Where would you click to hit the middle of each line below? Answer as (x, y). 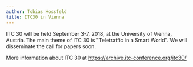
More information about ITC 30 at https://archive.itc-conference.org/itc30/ (96, 58)
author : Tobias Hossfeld (36, 11)
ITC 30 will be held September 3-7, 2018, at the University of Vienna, (89, 33)
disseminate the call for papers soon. (51, 46)
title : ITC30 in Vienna (35, 17)
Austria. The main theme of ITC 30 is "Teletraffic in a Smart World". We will (96, 40)
